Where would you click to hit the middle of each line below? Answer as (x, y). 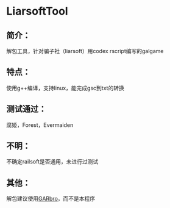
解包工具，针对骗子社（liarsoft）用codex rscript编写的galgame (85, 51)
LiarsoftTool (37, 11)
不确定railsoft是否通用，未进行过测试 (52, 162)
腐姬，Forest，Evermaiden (40, 125)
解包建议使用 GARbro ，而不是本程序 (51, 199)
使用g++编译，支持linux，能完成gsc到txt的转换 (66, 88)
